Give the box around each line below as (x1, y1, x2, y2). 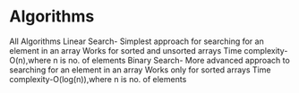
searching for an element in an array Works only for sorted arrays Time (9, 64, 271, 75)
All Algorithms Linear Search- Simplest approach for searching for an (9, 36, 264, 46)
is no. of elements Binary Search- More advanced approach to (59, 55, 291, 65)
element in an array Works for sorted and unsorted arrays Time (9, 45, 243, 55)
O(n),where (9, 55, 52, 65)
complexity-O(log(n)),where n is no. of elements (9, 73, 187, 84)
